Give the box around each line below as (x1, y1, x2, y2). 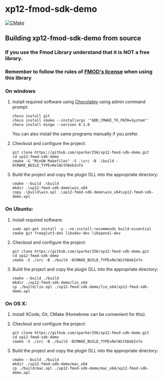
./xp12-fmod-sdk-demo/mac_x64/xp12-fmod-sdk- (54, 366, 149, 371)
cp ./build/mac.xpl (12, 366, 53, 371)
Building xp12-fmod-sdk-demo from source (5, 34, 141, 42)
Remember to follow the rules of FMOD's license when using (5, 68, 153, 75)
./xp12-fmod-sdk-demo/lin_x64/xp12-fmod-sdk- (54, 284, 149, 289)
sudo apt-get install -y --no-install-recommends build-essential (12, 226, 152, 231)
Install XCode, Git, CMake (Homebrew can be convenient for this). (12, 311, 146, 317)
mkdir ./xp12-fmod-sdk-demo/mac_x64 (12, 362, 88, 367)
